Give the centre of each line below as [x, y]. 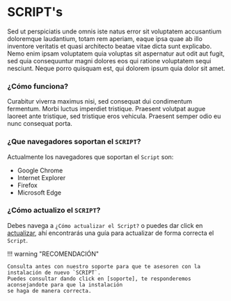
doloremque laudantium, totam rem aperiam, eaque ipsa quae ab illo [105, 38]
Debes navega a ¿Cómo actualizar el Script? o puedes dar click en [105, 225]
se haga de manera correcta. [49, 291]
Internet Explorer [41, 177]
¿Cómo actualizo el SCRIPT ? [54, 211]
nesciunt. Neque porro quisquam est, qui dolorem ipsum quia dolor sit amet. [116, 68]
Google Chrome [40, 170]
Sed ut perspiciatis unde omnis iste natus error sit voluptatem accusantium [114, 31]
